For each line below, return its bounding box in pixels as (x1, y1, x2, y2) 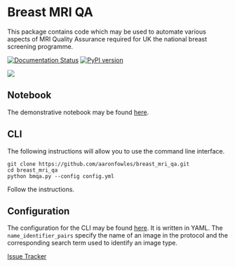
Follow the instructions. (7, 185, 75, 193)
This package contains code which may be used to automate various (7, 27, 207, 36)
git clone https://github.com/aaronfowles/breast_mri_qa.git (7, 160, 190, 167)
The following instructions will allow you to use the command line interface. (7, 146, 225, 155)
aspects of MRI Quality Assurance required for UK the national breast (7, 34, 208, 43)
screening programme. (7, 42, 74, 50)
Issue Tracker (7, 252, 47, 261)
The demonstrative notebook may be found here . (7, 108, 149, 116)
